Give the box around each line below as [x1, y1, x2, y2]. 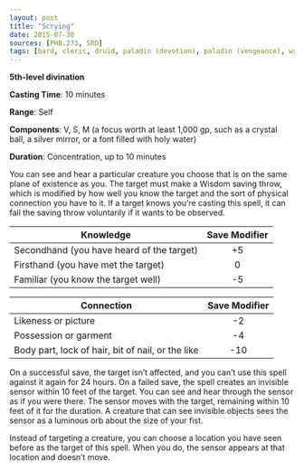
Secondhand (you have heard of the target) [14, 244, 198, 257]
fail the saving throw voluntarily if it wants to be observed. [9, 207, 226, 218]
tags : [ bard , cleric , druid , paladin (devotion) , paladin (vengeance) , [9, 47, 285, 56]
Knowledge [81, 229, 131, 241]
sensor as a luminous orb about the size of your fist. [9, 415, 204, 426]
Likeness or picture [14, 315, 96, 327]
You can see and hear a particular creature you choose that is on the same [9, 169, 288, 180]
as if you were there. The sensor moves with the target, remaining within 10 [9, 396, 290, 407]
